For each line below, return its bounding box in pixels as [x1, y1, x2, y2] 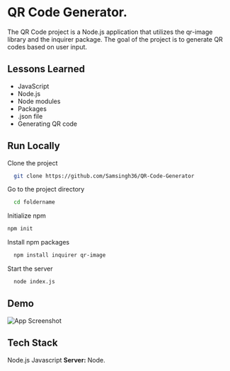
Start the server [7, 264, 53, 273]
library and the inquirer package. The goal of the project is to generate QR [7, 35, 223, 43]
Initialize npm [7, 211, 46, 220]
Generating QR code [17, 119, 78, 128]
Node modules [17, 97, 61, 105]
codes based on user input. [7, 42, 87, 51]
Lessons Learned [7, 63, 85, 75]
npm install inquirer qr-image [13, 252, 106, 259]
